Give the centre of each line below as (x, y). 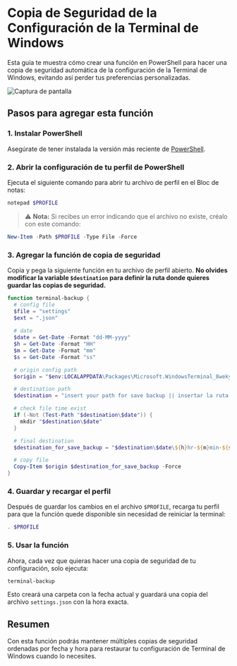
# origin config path (45, 370)
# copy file (31, 460)
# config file (34, 305)
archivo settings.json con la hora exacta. (68, 602)
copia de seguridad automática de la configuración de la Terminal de (107, 70)
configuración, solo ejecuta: (48, 568)
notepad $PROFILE (33, 202)
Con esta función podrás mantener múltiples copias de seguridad (103, 641)
